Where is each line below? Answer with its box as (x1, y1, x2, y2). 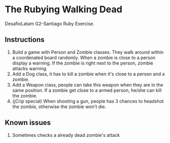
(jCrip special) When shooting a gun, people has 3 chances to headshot (12, 98, 164, 104)
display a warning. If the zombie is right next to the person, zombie (12, 60, 154, 66)
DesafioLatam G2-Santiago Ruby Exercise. (5, 21, 95, 27)
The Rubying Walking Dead (5, 4, 122, 15)
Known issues (5, 118, 51, 127)
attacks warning (12, 65, 47, 71)
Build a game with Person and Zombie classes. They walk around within (12, 49, 164, 55)
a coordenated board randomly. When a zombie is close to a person (12, 54, 156, 60)
